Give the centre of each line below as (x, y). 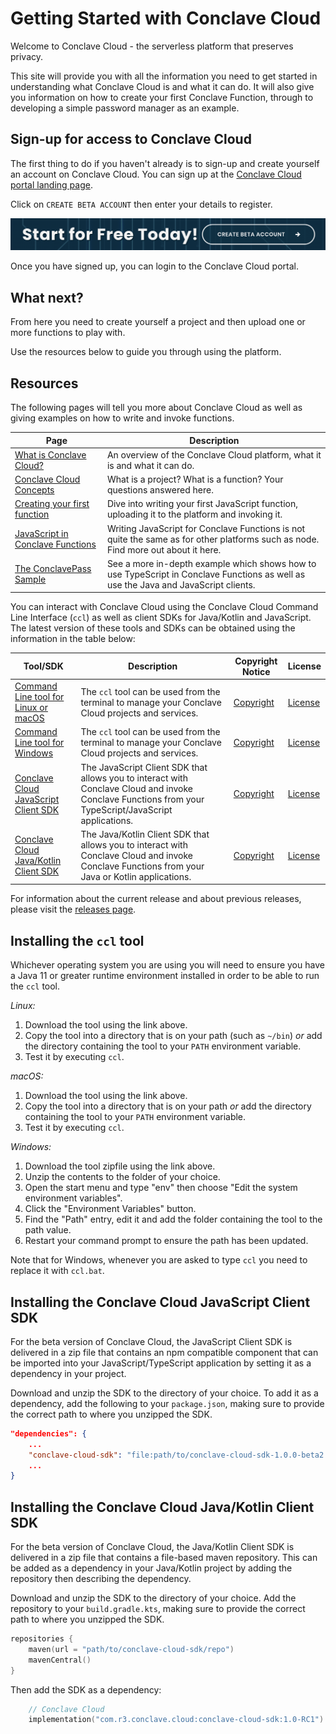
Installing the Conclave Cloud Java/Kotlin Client (162, 1507)
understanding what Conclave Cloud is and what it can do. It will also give (162, 86)
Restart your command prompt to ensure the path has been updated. (166, 1241)
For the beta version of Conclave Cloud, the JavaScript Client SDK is (151, 1341)
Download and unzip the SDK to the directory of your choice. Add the (153, 1598)
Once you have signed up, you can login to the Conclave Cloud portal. (154, 266)
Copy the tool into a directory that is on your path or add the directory (168, 1106)
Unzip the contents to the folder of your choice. (122, 1177)
